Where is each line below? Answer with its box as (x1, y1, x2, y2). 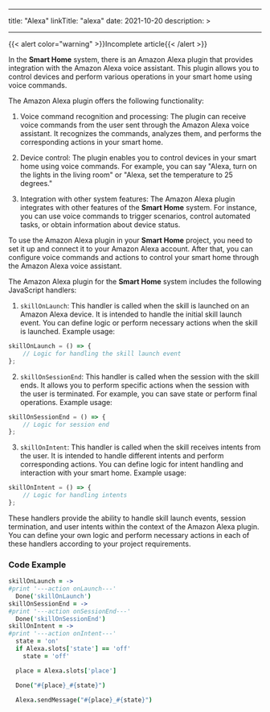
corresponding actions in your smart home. (19, 138, 163, 147)
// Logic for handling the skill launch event (22, 350, 182, 358)
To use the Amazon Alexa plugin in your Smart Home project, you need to (8, 235, 253, 245)
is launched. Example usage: (19, 327, 115, 336)
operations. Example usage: (19, 397, 112, 407)
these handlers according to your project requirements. (8, 539, 191, 548)
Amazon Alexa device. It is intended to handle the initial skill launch (19, 309, 243, 319)
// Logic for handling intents (22, 491, 128, 499)
